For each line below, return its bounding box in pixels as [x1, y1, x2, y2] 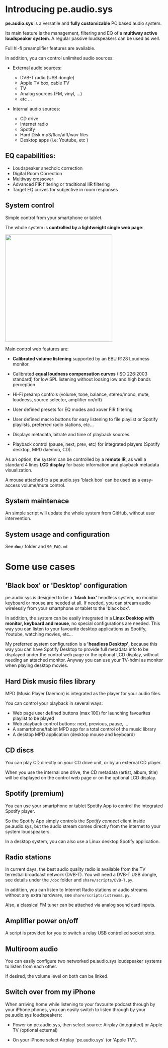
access [5, 482, 20, 488]
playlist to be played [12, 715, 54, 721]
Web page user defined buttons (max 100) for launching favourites [12, 710, 151, 716]
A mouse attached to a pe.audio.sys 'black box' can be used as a [5, 477, 140, 483]
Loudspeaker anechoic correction [12, 165, 83, 171]
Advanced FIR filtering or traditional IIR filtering [12, 181, 110, 187]
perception [12, 381, 35, 387]
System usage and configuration [5, 530, 110, 539]
